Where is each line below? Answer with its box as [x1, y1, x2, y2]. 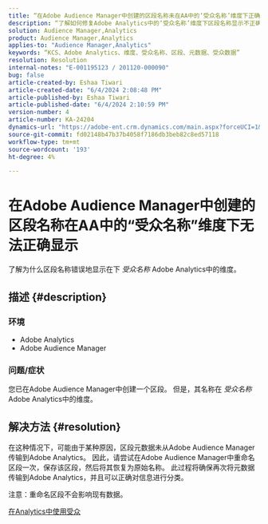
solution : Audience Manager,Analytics [8, 26, 137, 34]
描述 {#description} [8, 290, 108, 304]
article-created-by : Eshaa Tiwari [8, 78, 124, 86]
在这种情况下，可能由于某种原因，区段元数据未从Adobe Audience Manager [8, 443, 255, 452]
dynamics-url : [8, 123, 56, 131]
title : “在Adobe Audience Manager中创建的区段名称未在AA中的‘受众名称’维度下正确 [8, 11, 261, 20]
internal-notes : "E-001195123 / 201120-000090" [8, 64, 170, 72]
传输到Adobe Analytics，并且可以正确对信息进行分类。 [8, 472, 188, 482]
